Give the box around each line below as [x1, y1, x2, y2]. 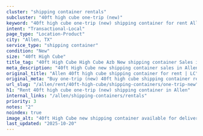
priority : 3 [6, 98, 36, 104]
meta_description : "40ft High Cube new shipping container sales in [6, 64, 182, 71]
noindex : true [6, 110, 42, 116]
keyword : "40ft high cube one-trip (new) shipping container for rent [6, 20, 188, 26]
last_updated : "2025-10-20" [6, 121, 77, 127]
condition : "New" [6, 48, 50, 54]
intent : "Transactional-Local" [6, 25, 85, 32]
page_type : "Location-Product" [6, 31, 85, 37]
